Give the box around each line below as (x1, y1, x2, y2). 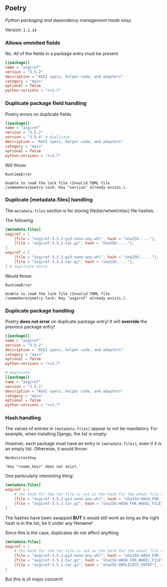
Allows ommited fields (5, 39, 61, 46)
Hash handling (5, 414, 41, 421)
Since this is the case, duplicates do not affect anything (5, 530, 119, 536)
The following (5, 217, 33, 223)
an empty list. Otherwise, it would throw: (5, 446, 88, 452)
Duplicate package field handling (5, 100, 87, 107)
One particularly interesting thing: (5, 473, 74, 479)
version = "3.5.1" (5, 384, 43, 389)
